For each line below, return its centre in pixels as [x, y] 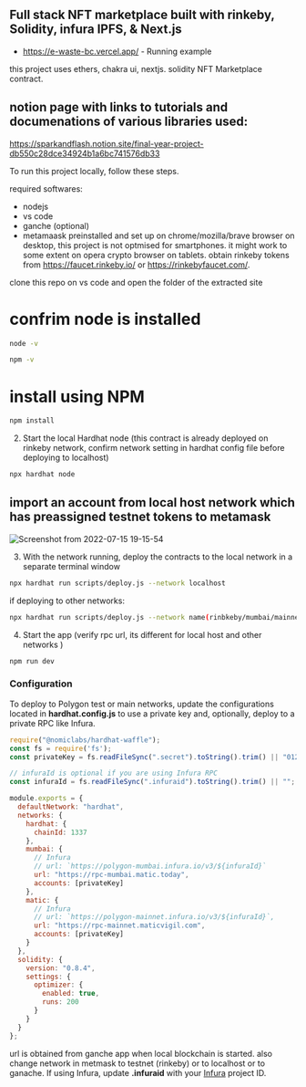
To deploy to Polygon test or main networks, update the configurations [142, 704]
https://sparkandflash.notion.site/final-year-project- [107, 143]
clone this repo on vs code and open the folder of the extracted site [136, 282]
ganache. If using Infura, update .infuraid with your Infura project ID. [138, 1072]
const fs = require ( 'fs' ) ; [61, 748]
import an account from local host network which [153, 502]
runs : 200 [61, 1002]
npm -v [22, 360]
